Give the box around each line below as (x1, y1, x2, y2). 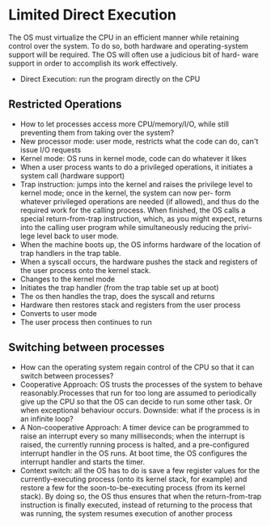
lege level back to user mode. (19, 231, 119, 241)
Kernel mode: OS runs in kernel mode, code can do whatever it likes (19, 153, 247, 163)
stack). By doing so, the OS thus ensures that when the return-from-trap (19, 491, 262, 501)
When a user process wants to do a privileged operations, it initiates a (19, 162, 253, 172)
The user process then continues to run (19, 317, 152, 327)
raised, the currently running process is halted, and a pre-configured (19, 439, 249, 449)
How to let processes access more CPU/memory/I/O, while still (19, 119, 229, 129)
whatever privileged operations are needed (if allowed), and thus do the (19, 196, 260, 206)
